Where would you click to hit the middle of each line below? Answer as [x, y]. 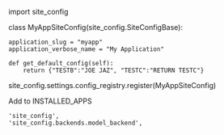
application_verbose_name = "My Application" [86, 49]
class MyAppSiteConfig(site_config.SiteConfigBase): [96, 27]
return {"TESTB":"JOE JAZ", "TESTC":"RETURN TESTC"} [114, 70]
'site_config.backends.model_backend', [76, 123]
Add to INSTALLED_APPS [50, 101]
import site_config [38, 12]
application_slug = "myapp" [56, 42]
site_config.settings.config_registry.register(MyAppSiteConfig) [112, 85]
